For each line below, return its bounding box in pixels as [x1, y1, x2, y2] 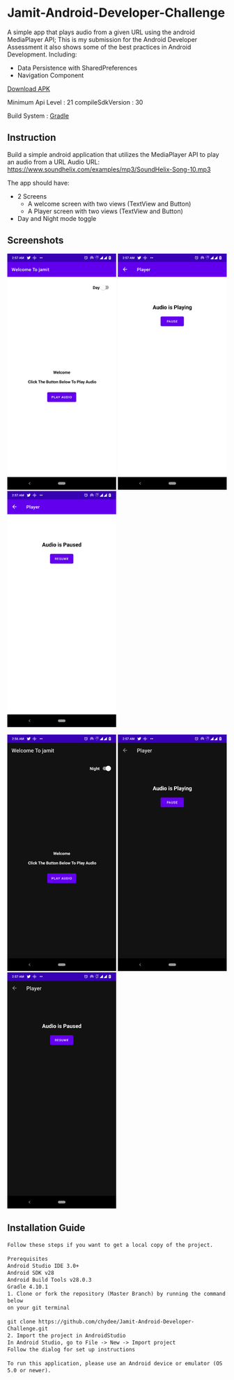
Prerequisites [7, 1255, 49, 1262]
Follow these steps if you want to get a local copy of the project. [7, 1241, 214, 1248]
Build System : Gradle [7, 112, 70, 120]
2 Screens [17, 192, 47, 200]
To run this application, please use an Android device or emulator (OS [7, 1360, 223, 1367]
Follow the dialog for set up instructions [7, 1346, 136, 1353]
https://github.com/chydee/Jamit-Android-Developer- [38, 1318, 195, 1325]
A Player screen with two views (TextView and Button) [27, 207, 183, 215]
